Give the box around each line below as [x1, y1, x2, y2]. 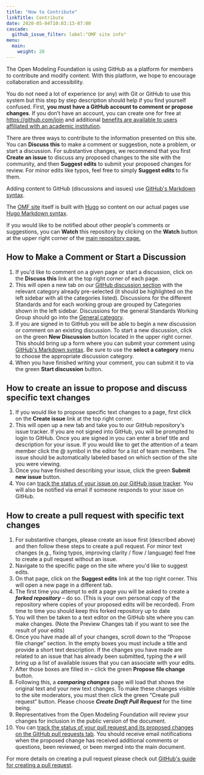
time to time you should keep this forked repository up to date [15, 607, 171, 615]
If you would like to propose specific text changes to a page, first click [15, 409, 192, 416]
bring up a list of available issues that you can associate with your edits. [15, 659, 196, 667]
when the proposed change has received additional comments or [15, 737, 179, 744]
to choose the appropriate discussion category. [15, 352, 135, 359]
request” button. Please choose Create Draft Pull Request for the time [15, 698, 192, 706]
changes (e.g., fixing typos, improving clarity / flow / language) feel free [15, 549, 196, 556]
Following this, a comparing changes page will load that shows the [15, 679, 185, 686]
